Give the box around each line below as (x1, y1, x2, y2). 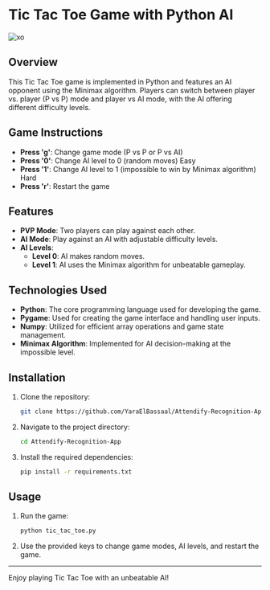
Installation (8, 371, 66, 384)
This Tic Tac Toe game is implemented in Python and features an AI (8, 76, 232, 86)
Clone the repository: (19, 392, 91, 401)
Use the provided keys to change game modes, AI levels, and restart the (19, 541, 260, 551)
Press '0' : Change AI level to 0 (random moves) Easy (19, 155, 196, 166)
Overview (8, 55, 59, 69)
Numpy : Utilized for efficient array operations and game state (19, 322, 224, 331)
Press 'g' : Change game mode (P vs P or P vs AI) (19, 147, 183, 157)
